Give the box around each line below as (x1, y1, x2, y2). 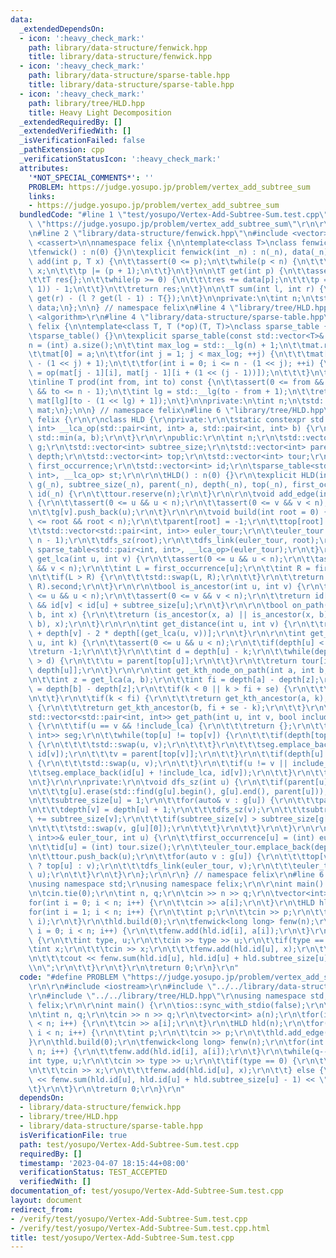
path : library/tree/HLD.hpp (28, 98, 145, 108)
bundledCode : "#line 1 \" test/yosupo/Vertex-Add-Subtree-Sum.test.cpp (19, 210, 320, 220)
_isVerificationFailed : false (19, 136, 145, 146)
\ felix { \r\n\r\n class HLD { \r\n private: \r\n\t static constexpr (28, 414, 307, 425)
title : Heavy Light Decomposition (28, 107, 172, 118)
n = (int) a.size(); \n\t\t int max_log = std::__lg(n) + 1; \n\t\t (28, 340, 307, 350)
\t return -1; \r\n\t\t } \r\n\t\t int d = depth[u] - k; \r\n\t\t (28, 647, 288, 657)
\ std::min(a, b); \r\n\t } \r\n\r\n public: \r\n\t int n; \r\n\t (28, 433, 284, 443)
